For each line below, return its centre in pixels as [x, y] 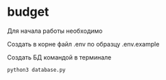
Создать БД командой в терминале [59, 57]
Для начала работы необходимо [55, 31]
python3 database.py [37, 70]
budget [28, 12]
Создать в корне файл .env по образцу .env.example [83, 44]
